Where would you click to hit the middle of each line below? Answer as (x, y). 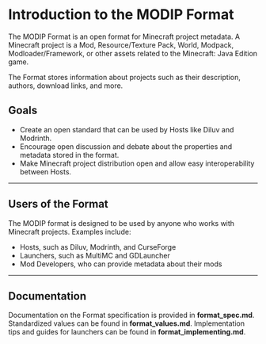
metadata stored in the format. (69, 155)
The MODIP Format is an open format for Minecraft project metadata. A (124, 36)
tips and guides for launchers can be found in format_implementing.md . (127, 332)
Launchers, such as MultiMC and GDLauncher (95, 255)
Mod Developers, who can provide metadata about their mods (121, 264)
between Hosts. (46, 171)
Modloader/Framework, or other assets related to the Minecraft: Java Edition (133, 53)
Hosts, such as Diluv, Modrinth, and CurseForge (98, 247)
